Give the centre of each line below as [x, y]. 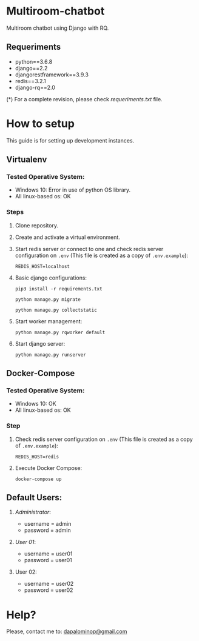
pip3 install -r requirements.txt [59, 289]
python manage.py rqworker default [60, 332]
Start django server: [40, 343]
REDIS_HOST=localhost [42, 266]
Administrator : [33, 512]
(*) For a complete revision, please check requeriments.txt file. [84, 99]
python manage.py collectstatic [56, 310]
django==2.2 [31, 68]
